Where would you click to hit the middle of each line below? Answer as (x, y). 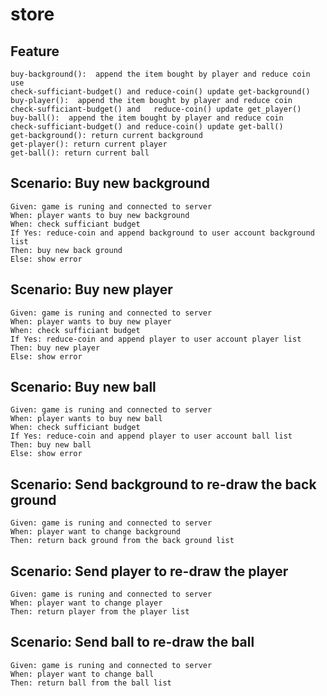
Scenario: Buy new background (110, 183)
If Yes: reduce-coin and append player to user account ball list (151, 436)
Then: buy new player (55, 348)
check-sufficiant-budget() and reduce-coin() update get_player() (156, 109)
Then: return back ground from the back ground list (122, 541)
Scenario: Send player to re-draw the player (149, 571)
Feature (35, 51)
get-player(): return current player (89, 144)
